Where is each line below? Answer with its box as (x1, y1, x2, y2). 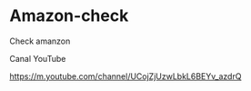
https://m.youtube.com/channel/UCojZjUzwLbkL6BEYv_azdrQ (9, 70, 242, 82)
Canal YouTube (9, 53, 66, 64)
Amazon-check (9, 5, 129, 26)
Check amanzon (9, 35, 71, 46)
